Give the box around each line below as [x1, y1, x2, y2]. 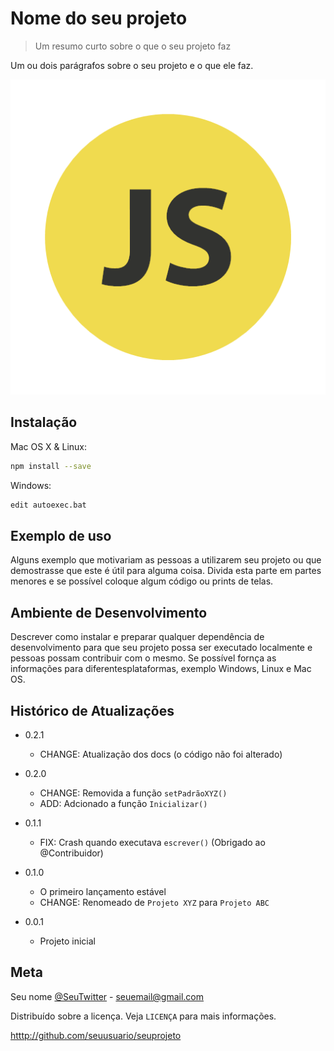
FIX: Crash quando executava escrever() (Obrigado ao [39, 836, 266, 848]
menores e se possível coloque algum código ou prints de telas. [10, 575, 274, 587]
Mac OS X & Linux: [10, 440, 88, 452]
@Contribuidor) [39, 847, 104, 859]
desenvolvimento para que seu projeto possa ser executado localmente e [10, 642, 313, 654]
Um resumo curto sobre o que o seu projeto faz [34, 40, 232, 52]
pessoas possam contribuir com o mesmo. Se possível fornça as [10, 652, 277, 664]
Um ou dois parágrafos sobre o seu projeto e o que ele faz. [10, 59, 254, 71]
